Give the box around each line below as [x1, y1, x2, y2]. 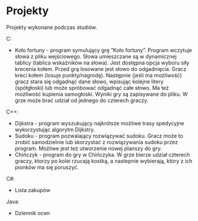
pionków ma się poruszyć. [14, 164, 79, 171]
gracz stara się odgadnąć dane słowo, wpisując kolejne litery [14, 78, 164, 85]
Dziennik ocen [14, 209, 50, 216]
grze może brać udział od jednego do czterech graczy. [14, 96, 149, 104]
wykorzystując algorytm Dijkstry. [14, 126, 95, 133]
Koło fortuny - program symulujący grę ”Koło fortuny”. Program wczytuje [14, 46, 193, 54]
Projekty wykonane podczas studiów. [6, 24, 97, 31]
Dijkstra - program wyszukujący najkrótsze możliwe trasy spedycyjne [14, 119, 185, 126]
